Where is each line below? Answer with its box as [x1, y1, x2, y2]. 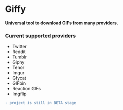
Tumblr [12, 54, 27, 60]
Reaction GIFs [12, 86, 41, 92]
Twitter [12, 44, 27, 50]
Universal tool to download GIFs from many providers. [5, 20, 119, 26]
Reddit [12, 49, 26, 55]
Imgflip [12, 91, 27, 97]
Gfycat [12, 75, 26, 81]
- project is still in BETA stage [5, 101, 77, 106]
